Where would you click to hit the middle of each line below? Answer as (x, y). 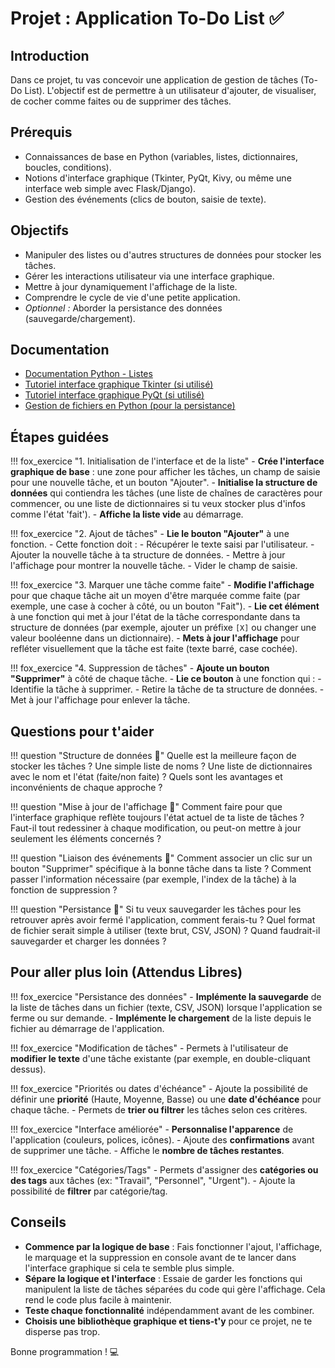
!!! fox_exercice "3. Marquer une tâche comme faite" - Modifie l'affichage (162, 585)
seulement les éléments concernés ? (86, 839)
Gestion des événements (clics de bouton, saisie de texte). (145, 199)
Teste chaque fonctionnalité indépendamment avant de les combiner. (169, 1310)
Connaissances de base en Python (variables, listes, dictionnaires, (161, 156)
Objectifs (40, 230)
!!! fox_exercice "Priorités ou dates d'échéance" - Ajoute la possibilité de (159, 1088)
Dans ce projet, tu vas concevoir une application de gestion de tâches (154, 80)
